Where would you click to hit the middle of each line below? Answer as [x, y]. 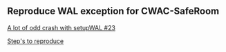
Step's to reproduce [36, 41]
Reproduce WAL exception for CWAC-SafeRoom [113, 11]
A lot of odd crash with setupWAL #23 [62, 27]
